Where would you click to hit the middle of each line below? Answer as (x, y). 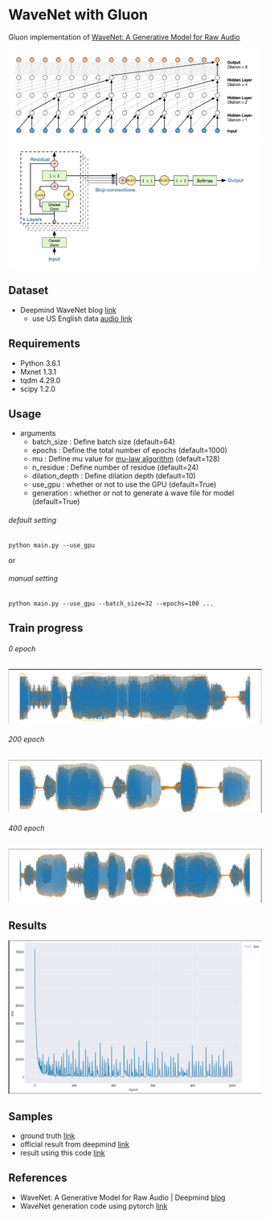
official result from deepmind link (75, 1144)
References (38, 1178)
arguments (38, 433)
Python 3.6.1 (40, 363)
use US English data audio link (82, 318)
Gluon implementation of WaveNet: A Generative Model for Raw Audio (124, 37)
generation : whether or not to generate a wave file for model (133, 493)
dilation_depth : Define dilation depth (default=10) (114, 476)
